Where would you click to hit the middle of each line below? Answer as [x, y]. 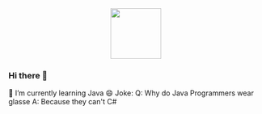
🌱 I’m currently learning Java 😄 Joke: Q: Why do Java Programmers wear [131, 93]
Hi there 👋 [28, 75]
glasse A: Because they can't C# [63, 102]
